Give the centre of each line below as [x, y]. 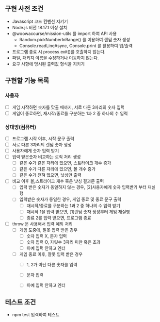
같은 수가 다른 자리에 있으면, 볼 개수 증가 [57, 169]
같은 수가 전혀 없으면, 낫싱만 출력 [50, 175]
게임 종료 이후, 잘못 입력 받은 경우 [51, 254]
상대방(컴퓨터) [21, 127]
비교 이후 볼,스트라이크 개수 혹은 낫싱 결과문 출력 [58, 181]
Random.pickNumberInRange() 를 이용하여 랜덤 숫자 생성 [75, 39]
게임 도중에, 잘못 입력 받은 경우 [48, 230]
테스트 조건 [21, 302]
